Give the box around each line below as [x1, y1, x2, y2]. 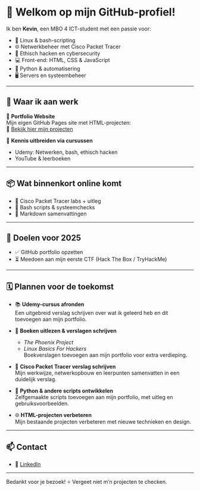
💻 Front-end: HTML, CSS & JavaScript [14, 56, 110, 63]
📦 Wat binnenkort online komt [6, 178, 122, 189]
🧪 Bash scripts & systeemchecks [14, 203, 95, 211]
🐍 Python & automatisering [14, 65, 80, 72]
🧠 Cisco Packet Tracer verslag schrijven [14, 363, 116, 370]
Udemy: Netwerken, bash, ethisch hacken [14, 149, 118, 156]
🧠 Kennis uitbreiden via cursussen [6, 137, 93, 144]
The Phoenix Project [23, 339, 74, 346]
